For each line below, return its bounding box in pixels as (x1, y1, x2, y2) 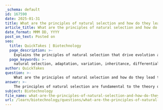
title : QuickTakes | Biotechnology (9, 43, 81, 48)
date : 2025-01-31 (5, 16, 40, 21)
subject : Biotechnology (5, 89, 53, 93)
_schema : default (5, 7, 40, 12)
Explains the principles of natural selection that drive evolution (14, 52, 155, 57)
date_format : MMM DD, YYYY (5, 30, 60, 35)
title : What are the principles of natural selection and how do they (5, 20, 151, 26)
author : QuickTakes (5, 66, 45, 71)
